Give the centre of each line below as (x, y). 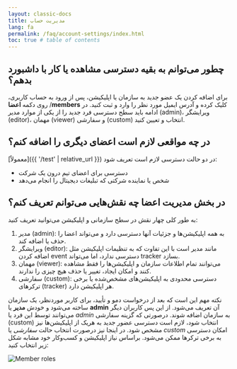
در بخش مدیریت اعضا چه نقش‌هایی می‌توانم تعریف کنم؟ (117, 203)
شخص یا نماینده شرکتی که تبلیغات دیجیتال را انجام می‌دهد (94, 180)
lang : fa (21, 27)
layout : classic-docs (40, 14)
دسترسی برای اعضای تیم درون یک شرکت (73, 172)
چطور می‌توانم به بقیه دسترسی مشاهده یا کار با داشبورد (116, 69)
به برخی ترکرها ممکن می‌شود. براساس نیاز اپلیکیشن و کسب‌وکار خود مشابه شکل (115, 337)
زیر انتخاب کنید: (28, 345)
